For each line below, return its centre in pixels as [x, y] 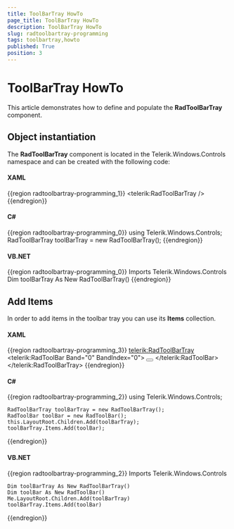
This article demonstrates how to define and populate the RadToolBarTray [115, 107]
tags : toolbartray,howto [44, 40]
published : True [31, 46]
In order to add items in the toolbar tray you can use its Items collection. [112, 318]
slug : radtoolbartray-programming [58, 33]
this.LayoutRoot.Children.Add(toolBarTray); [73, 422]
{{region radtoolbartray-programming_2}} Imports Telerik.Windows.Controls [117, 473]
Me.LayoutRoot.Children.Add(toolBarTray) [69, 498]
